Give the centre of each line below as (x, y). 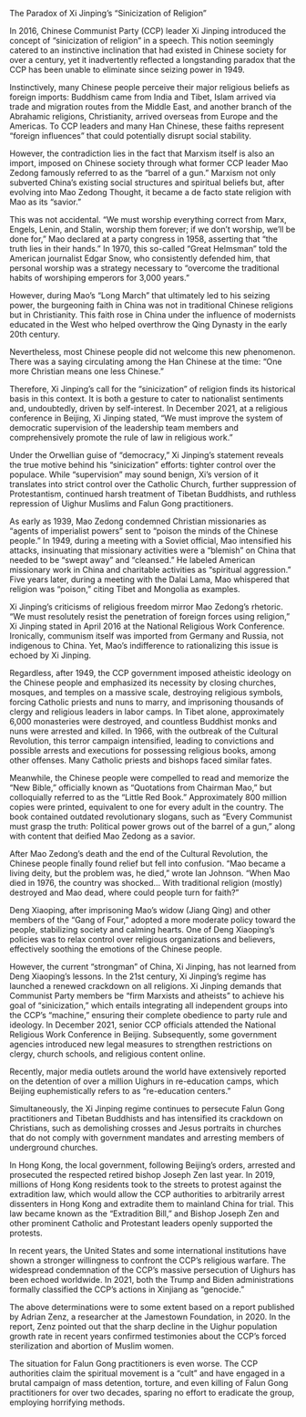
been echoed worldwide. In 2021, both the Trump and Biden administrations (152, 1280)
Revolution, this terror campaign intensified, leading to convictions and (142, 741)
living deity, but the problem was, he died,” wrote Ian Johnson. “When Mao (150, 873)
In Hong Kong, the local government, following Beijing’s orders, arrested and (153, 1165)
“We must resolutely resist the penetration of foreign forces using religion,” (150, 616)
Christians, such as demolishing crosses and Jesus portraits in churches (146, 1128)
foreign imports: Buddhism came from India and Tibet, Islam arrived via (143, 97)
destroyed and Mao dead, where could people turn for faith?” (124, 892)
